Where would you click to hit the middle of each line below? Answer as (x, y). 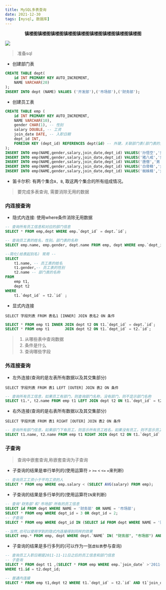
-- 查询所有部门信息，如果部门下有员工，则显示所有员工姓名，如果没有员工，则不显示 (80, 430)
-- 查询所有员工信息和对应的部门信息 (38, 227)
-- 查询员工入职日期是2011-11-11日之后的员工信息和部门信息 (60, 555)
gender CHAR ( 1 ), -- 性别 (39, 125)
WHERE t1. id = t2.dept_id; (33, 569)
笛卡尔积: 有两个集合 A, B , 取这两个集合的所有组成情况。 (69, 181)
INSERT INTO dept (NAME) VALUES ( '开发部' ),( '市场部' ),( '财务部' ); (73, 92)
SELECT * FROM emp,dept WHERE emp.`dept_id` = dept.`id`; (66, 232)
